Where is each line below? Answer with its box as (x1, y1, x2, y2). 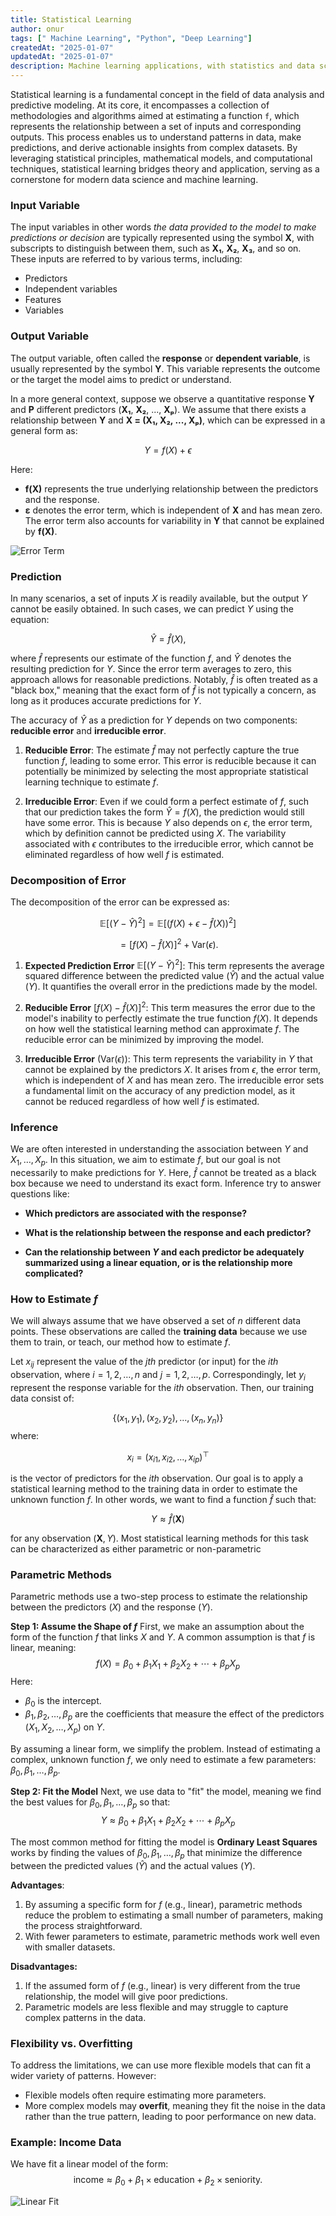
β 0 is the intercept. (24, 1695, 102, 1709)
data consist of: (10, 1392, 75, 1404)
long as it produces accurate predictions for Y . (10, 694, 202, 706)
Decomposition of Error (10, 873, 127, 887)
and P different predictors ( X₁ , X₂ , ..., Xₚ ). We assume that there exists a (10, 403, 307, 415)
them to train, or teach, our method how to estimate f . (10, 1336, 231, 1348)
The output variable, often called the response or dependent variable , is (10, 352, 311, 364)
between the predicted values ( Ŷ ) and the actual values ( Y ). (10, 1859, 256, 1871)
